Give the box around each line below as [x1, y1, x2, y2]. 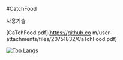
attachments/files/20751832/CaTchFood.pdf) [6, 36, 118, 42]
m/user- [92, 29, 112, 36]
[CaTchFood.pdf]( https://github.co [6, 29, 91, 36]
